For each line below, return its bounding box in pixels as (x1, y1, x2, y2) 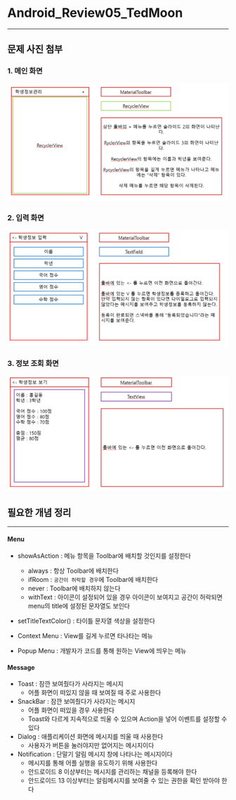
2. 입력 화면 (7, 212, 44, 222)
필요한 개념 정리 (7, 507, 72, 519)
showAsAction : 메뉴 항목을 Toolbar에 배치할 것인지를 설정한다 (17, 552, 191, 560)
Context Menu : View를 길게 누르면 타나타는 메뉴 (17, 632, 153, 640)
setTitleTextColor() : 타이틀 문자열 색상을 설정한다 (17, 617, 156, 626)
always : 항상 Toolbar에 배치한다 (27, 566, 119, 575)
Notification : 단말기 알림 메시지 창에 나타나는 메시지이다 (17, 750, 173, 758)
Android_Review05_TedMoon (7, 5, 183, 21)
